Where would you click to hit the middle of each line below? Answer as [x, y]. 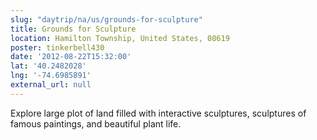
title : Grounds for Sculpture [73, 29]
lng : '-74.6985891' [51, 76]
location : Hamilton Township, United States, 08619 [120, 38]
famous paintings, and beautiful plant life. [96, 123]
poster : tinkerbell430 [57, 47]
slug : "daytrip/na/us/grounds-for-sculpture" [106, 19]
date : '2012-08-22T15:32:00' [71, 57]
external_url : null [51, 85]
